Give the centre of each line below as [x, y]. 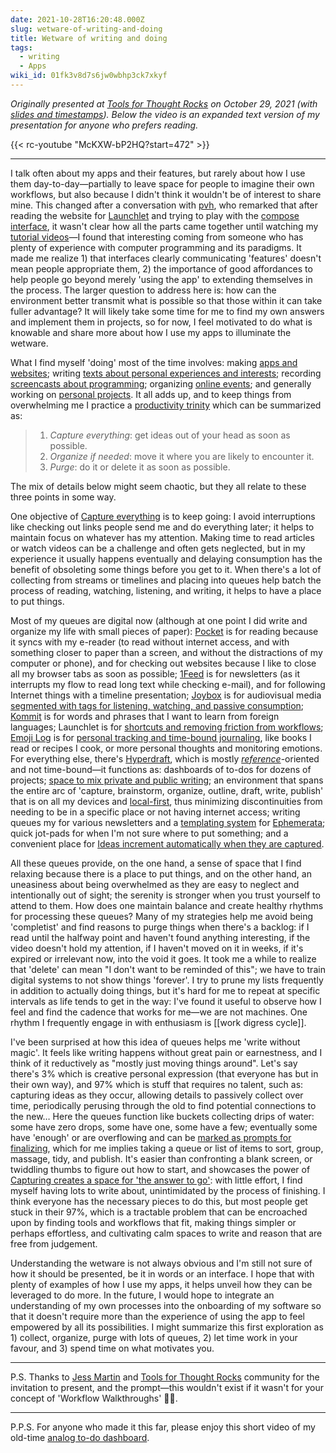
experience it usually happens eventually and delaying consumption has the [166, 558]
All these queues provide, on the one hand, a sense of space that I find [156, 863]
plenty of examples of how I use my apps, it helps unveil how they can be [161, 1284]
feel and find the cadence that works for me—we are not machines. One [159, 1012]
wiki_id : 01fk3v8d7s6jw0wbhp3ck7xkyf [89, 76]
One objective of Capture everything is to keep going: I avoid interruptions [163, 516]
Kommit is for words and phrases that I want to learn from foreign [145, 716]
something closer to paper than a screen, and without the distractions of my [166, 652]
